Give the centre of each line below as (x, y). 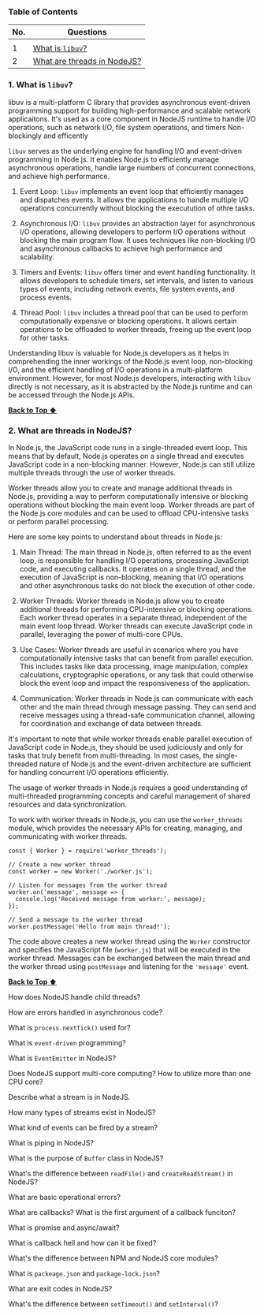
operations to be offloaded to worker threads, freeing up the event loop (135, 329)
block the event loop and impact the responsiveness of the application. (135, 683)
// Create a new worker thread (59, 864)
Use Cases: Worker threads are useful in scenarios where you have (129, 650)
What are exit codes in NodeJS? (60, 1288)
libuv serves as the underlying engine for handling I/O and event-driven (125, 151)
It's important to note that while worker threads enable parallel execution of (130, 739)
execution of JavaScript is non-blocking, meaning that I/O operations (132, 577)
